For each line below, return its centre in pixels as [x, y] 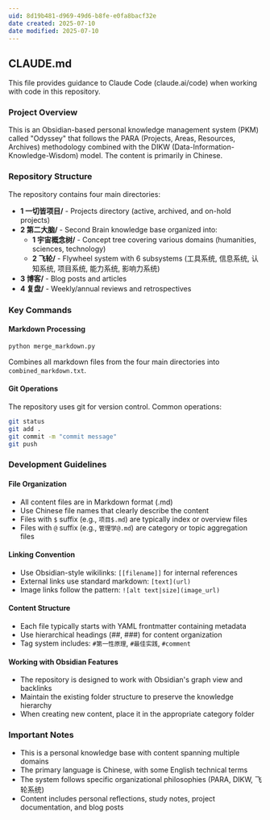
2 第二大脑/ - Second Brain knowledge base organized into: [118, 229]
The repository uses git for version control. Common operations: [115, 406]
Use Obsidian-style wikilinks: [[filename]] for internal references [129, 572]
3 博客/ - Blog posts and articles [73, 278]
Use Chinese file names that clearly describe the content [114, 510]
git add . [25, 429]
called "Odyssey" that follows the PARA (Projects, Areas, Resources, [122, 139]
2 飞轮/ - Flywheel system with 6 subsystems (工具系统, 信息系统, [141, 258]
